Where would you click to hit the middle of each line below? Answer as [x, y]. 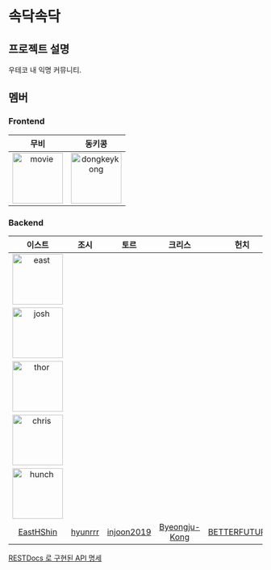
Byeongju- [180, 526]
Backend [26, 222]
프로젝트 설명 [39, 49]
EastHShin [38, 532]
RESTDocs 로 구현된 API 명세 [55, 558]
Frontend [27, 121]
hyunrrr [85, 532]
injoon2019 [129, 532]
